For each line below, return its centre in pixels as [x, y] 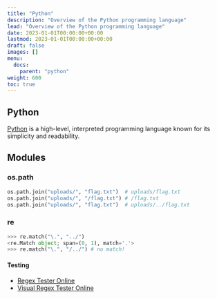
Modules [27, 158]
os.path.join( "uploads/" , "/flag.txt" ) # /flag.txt [83, 198]
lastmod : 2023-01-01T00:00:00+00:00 [60, 39]
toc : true [21, 84]
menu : [15, 59]
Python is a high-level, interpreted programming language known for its [109, 129]
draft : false [26, 46]
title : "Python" [30, 13]
